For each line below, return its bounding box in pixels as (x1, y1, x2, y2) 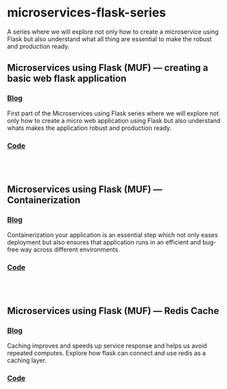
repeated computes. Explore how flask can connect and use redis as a (7, 348, 206, 357)
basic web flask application (7, 73, 127, 85)
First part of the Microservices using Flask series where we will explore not (7, 109, 219, 118)
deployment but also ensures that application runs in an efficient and (7, 238, 201, 246)
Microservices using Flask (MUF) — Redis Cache (7, 305, 219, 317)
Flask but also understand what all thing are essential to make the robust (7, 34, 212, 43)
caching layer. (7, 356, 47, 364)
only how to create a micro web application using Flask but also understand (7, 116, 221, 124)
